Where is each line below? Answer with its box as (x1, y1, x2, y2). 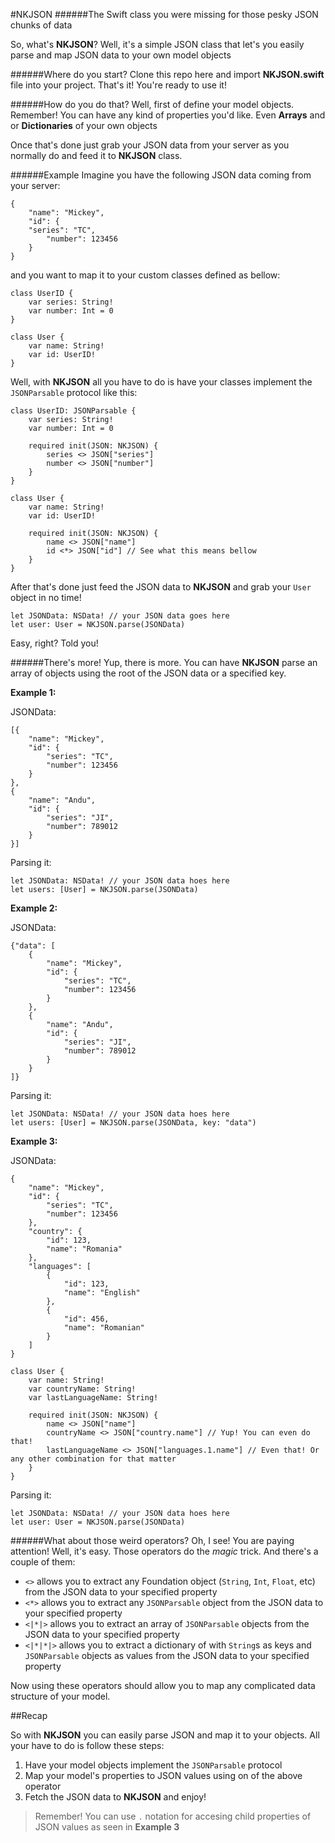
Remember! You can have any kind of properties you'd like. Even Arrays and (10, 109, 326, 121)
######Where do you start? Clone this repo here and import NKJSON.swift (10, 69, 325, 80)
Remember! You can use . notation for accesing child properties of (34, 1810, 312, 1822)
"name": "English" (63, 1288, 141, 1298)
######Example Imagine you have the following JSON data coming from (10, 169, 312, 181)
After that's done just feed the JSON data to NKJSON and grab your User (10, 581, 312, 593)
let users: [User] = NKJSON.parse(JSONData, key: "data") (10, 1118, 257, 1128)
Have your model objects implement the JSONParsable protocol (24, 1759, 283, 1771)
